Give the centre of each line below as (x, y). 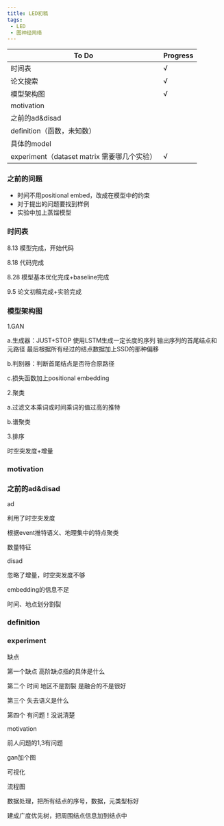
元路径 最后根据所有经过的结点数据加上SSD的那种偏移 (83, 349)
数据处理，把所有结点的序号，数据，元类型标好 (73, 801)
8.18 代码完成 (26, 262)
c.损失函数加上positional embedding (58, 378)
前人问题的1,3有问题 (35, 742)
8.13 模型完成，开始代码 (40, 248)
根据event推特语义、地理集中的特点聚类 (63, 533)
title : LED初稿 (28, 13)
